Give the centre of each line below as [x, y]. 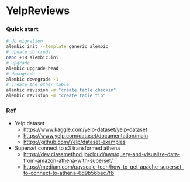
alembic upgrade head [32, 68]
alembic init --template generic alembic [57, 47]
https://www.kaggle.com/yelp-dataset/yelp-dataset [85, 129]
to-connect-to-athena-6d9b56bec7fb [69, 173]
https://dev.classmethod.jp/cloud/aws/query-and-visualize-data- [102, 154]
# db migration [25, 41]
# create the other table [37, 85]
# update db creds [28, 52]
